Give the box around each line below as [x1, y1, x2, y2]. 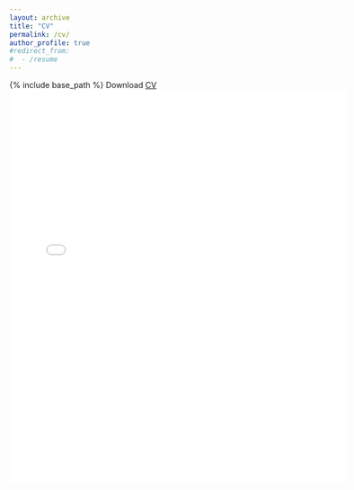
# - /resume [9, 55, 58, 64]
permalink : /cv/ [9, 30, 70, 39]
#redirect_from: [9, 47, 70, 56]
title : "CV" [9, 22, 54, 31]
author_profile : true [9, 38, 91, 48]
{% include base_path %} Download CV [9, 80, 157, 90]
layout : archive [9, 13, 70, 22]
